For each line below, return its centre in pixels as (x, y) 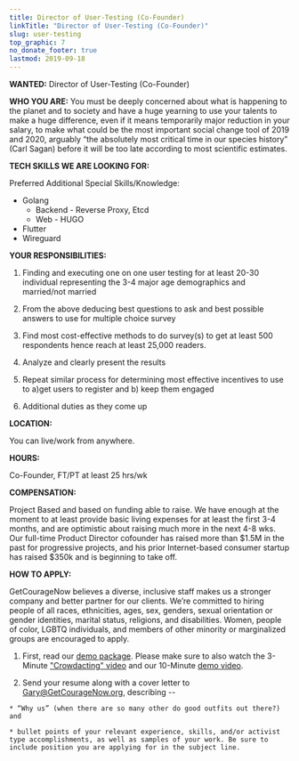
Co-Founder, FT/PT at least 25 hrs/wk (79, 475)
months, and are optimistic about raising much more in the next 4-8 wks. (142, 529)
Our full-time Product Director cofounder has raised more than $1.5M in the (147, 538)
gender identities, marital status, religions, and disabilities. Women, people (145, 620)
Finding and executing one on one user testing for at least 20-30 (141, 273)
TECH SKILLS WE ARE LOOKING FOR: (79, 166)
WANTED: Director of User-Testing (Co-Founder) (99, 84)
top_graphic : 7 (37, 42)
